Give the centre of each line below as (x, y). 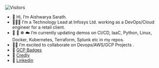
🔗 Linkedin (23, 60)
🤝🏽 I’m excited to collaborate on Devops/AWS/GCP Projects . (73, 45)
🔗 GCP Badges (27, 50)
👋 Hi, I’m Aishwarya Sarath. (40, 17)
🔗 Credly (21, 55)
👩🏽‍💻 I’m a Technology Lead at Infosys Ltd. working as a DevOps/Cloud (83, 22)
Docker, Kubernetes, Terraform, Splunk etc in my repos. (68, 40)
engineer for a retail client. (39, 27)
